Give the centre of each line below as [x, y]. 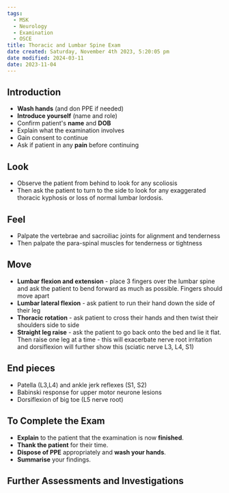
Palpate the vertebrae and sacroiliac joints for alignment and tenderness [119, 236]
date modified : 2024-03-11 [45, 58]
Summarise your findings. [54, 459]
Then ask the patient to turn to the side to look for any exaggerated [111, 191]
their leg [29, 310]
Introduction [34, 92]
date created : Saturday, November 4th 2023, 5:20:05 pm [88, 52]
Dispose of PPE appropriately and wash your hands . [91, 452]
